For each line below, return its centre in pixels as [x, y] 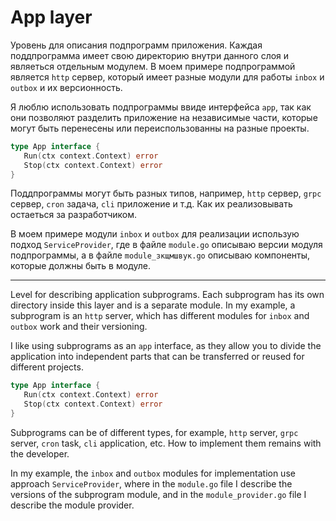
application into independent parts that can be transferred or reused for [157, 357]
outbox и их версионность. [66, 87]
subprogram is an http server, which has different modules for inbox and [160, 316]
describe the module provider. [72, 505]
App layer [51, 17]
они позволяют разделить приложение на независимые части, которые [164, 117]
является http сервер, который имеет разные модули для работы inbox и [167, 77]
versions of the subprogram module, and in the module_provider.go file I [158, 494]
